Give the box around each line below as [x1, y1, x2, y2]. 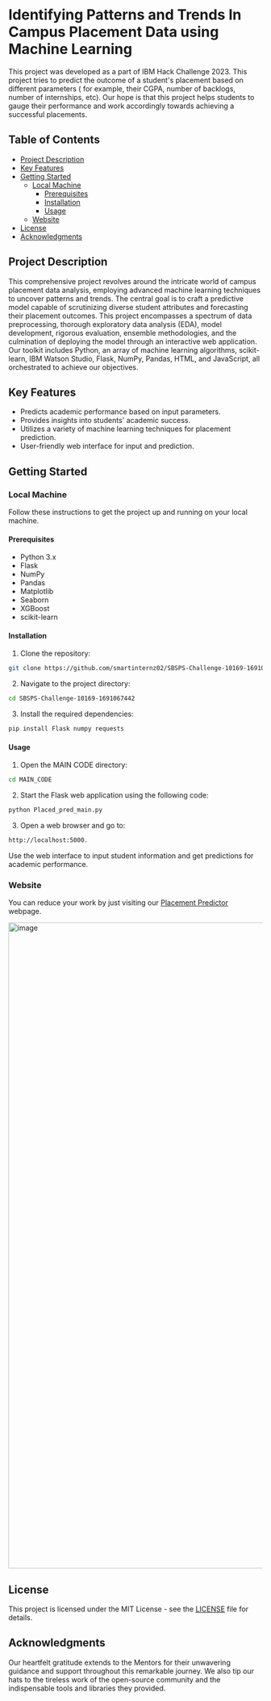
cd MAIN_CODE [8, 776, 52, 784]
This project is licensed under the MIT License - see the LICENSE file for [8, 1604, 248, 1614]
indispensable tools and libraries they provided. [8, 1683, 166, 1693]
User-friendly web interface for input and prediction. [19, 442, 195, 451]
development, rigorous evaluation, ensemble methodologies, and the [8, 328, 237, 337]
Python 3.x [19, 552, 56, 562]
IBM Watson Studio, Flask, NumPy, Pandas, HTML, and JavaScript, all [29, 354, 261, 363]
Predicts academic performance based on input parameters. [19, 407, 221, 417]
